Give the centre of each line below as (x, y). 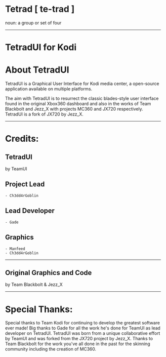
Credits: (22, 139)
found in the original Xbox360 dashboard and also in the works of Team (78, 104)
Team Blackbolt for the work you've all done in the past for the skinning (78, 344)
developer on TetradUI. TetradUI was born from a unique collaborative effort (83, 333)
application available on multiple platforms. (49, 89)
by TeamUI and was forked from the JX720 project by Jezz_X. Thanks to (79, 339)
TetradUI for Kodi (41, 47)
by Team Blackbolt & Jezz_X (34, 284)
